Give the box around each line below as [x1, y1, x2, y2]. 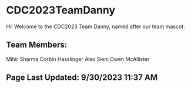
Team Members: [6, 40, 68, 50]
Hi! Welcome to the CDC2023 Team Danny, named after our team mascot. [6, 23, 185, 30]
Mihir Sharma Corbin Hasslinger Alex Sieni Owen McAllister [6, 55, 150, 62]
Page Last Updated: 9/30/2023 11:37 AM [6, 73, 158, 83]
